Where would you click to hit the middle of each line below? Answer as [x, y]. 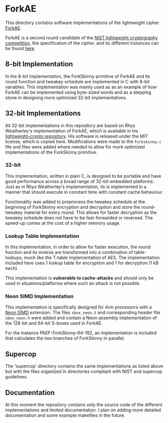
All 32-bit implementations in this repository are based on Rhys [70, 125]
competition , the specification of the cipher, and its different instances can [82, 43]
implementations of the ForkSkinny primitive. [51, 152]
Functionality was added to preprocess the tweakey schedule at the [75, 202]
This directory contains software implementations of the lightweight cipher [82, 23]
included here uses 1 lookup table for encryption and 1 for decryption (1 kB [82, 263]
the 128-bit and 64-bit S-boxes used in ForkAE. [54, 323]
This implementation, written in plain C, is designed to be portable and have [83, 176]
